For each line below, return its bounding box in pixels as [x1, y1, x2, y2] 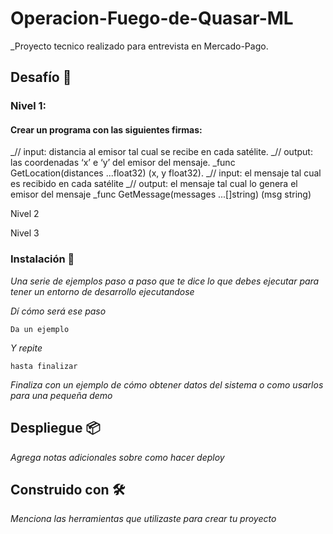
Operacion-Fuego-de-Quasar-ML [10, 7, 294, 30]
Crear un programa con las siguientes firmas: [10, 123, 203, 136]
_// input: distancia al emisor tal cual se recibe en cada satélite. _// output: [10, 146, 313, 158]
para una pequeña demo [10, 389, 113, 401]
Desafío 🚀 [10, 69, 72, 86]
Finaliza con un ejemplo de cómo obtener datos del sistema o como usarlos [10, 378, 324, 391]
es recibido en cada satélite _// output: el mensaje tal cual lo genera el [10, 178, 298, 190]
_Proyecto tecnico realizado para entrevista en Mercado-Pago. [10, 40, 269, 52]
